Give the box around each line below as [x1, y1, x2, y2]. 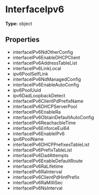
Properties [5, 35, 40, 44]
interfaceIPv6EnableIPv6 [12, 131, 65, 137]
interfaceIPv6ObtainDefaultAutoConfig [12, 114, 94, 120]
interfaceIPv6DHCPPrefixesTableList [12, 141, 90, 147]
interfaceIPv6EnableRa [12, 109, 61, 115]
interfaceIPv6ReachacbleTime [12, 119, 76, 126]
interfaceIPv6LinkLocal [12, 65, 61, 71]
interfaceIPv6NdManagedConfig [12, 76, 81, 82]
